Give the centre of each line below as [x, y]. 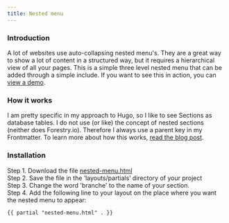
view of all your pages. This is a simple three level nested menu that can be [115, 67]
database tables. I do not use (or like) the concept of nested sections [106, 123]
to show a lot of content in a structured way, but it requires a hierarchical [111, 60]
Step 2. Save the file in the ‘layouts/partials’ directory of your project [105, 178]
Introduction [28, 37]
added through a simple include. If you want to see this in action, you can [112, 75]
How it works [30, 100]
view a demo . [26, 82]
